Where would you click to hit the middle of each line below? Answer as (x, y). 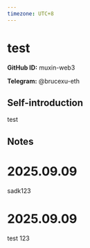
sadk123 (19, 191)
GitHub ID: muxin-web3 (41, 68)
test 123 (18, 238)
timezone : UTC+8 (30, 14)
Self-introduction (45, 103)
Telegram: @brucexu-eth (43, 81)
